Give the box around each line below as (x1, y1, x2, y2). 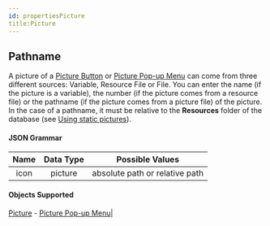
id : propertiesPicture (8, 11, 85, 20)
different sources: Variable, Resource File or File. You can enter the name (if (8, 80, 262, 89)
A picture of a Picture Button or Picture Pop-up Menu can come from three (8, 71, 258, 81)
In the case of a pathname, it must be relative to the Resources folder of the (8, 106, 262, 115)
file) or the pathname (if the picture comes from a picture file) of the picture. (8, 97, 263, 106)
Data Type (43, 154, 84, 165)
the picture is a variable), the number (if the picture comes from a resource (8, 89, 259, 98)
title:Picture (8, 20, 57, 28)
